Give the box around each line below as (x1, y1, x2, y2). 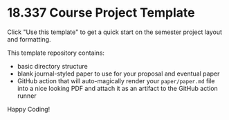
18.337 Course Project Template (7, 5, 195, 21)
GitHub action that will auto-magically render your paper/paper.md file (17, 76, 215, 85)
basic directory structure (17, 62, 88, 70)
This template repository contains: (7, 49, 105, 57)
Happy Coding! (7, 105, 51, 113)
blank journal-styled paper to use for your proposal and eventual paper (17, 69, 220, 78)
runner (17, 92, 37, 100)
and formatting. (7, 35, 51, 43)
